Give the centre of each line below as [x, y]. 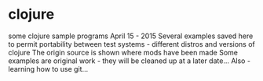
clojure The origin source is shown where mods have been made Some [123, 52]
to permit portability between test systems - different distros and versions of [131, 44]
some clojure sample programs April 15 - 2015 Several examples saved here [131, 36]
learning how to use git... [48, 69]
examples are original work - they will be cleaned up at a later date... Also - [130, 61]
